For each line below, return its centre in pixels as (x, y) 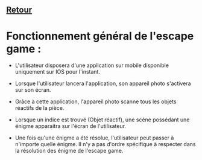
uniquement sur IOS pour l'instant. (58, 72)
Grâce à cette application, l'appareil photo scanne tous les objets (96, 101)
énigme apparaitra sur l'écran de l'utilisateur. (71, 126)
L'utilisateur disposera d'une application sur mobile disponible (92, 65)
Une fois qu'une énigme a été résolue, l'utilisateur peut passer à (94, 138)
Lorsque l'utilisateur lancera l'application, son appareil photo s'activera (103, 83)
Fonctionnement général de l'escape (100, 36)
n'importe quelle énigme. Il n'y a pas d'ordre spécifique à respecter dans (105, 144)
